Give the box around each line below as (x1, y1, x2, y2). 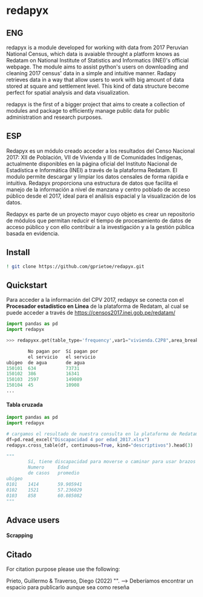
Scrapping (6, 532, 33, 539)
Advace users (6, 515, 60, 525)
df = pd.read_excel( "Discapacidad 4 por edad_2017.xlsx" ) (6, 436, 150, 442)
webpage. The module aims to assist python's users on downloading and (6, 63, 188, 70)
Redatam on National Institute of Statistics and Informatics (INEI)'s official (6, 57, 189, 64)
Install (6, 247, 30, 258)
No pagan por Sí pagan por (28, 348, 98, 355)
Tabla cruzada (6, 401, 43, 408)
